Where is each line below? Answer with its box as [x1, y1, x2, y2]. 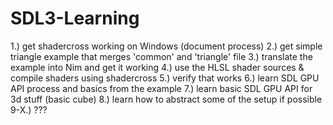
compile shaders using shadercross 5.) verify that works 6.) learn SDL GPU [10, 72, 320, 84]
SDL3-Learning [10, 7, 140, 30]
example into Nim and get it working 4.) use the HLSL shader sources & [10, 61, 305, 73]
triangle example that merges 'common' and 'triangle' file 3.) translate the [10, 50, 313, 62]
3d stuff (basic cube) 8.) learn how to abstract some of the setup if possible [10, 93, 323, 105]
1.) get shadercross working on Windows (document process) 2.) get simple [10, 40, 323, 52]
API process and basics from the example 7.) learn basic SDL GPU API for [10, 82, 313, 94]
